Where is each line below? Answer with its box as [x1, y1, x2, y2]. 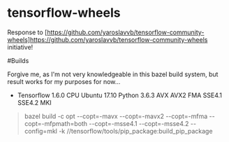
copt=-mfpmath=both [24, 119, 88, 127]
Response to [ [7, 28, 47, 36]
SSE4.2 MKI [17, 98, 52, 106]
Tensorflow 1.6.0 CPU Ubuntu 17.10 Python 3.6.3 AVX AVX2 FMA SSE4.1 [17, 91, 222, 99]
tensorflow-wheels [7, 5, 121, 21]
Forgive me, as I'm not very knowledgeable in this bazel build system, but [7, 70, 219, 78]
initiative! [7, 43, 34, 51]
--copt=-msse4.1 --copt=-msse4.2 [89, 119, 189, 127]
